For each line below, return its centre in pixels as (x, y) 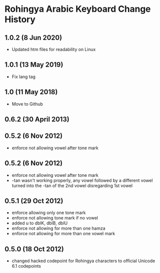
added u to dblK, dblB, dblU (40, 223)
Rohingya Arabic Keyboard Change (78, 9)
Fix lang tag (24, 77)
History (20, 19)
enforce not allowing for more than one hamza (59, 228)
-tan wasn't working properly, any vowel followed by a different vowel (82, 180)
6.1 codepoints (26, 266)
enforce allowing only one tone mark (49, 213)
